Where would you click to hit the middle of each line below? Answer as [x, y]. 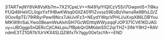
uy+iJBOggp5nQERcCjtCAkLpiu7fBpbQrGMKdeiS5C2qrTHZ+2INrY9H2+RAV [81, 27]
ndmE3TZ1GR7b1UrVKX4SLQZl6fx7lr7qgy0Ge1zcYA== [59, 33]
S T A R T [12, 7]
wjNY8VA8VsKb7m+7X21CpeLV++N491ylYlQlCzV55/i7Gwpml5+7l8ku [89, 7]
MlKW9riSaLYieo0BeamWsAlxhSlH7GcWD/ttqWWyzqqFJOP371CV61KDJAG [81, 22]
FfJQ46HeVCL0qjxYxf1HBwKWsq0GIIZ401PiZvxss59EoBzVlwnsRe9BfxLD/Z [81, 12]
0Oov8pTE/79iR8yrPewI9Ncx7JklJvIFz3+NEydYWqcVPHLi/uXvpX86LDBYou [81, 17]
